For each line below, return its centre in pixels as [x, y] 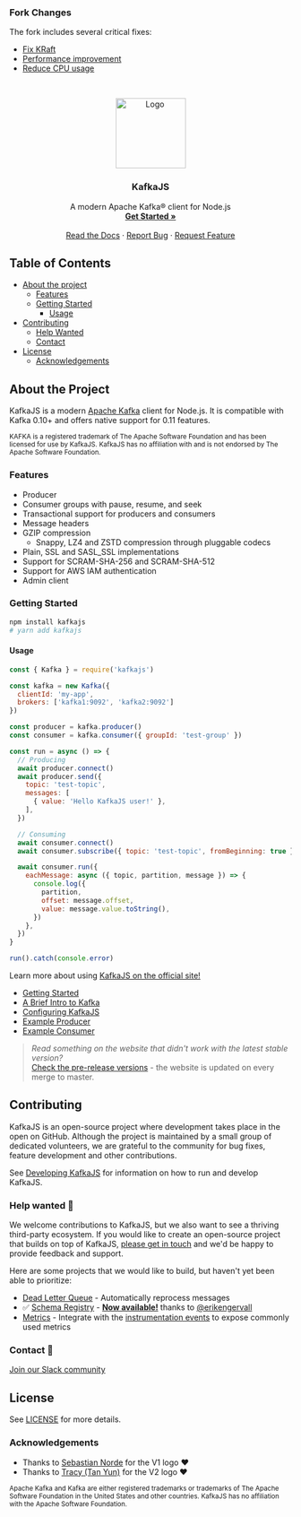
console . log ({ [60, 884]
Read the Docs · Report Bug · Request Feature [150, 235]
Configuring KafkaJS [61, 1012]
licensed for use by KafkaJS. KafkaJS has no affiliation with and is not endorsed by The [144, 445]
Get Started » [150, 216]
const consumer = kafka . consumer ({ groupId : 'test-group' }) [126, 736]
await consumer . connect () [66, 843]
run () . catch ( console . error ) [62, 958]
